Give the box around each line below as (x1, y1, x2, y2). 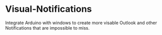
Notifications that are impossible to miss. (5, 25, 90, 31)
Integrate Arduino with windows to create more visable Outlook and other (5, 20, 157, 26)
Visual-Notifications (5, 3, 92, 15)
